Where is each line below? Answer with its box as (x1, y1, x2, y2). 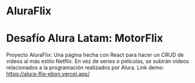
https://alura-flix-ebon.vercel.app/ (6, 70, 90, 78)
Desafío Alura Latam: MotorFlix (6, 32, 163, 45)
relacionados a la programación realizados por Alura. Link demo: (6, 64, 165, 71)
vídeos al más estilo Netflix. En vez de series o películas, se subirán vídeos (6, 58, 189, 65)
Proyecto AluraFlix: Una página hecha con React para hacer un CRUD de (6, 51, 184, 59)
